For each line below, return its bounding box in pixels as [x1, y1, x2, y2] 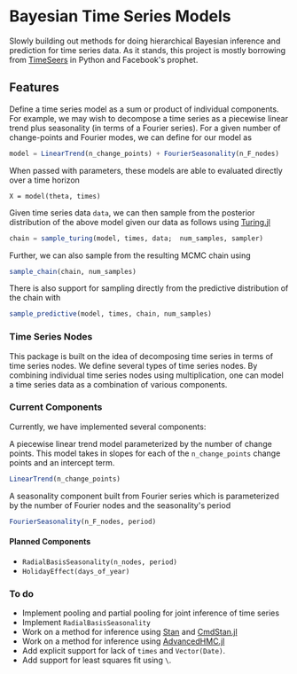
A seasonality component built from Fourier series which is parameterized [9, 490, 279, 501]
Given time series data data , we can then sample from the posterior [9, 207, 255, 218]
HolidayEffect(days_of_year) [21, 567, 130, 576]
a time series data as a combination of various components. [9, 379, 228, 389]
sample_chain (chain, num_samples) [9, 267, 137, 276]
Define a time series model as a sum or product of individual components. [9, 104, 279, 114]
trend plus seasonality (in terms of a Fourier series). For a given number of [9, 122, 281, 133]
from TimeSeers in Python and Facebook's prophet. [9, 54, 199, 65]
